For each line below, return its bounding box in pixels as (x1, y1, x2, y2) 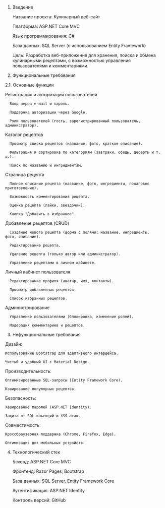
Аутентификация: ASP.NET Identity (12, 488, 85, 493)
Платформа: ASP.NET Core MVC (12, 23, 80, 29)
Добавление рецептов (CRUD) (5, 220, 69, 226)
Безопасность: (5, 395, 36, 401)
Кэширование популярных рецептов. (5, 386, 77, 391)
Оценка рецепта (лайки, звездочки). (9, 203, 85, 208)
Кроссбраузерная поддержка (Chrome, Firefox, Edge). (5, 432, 116, 437)
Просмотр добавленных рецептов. (9, 287, 77, 292)
